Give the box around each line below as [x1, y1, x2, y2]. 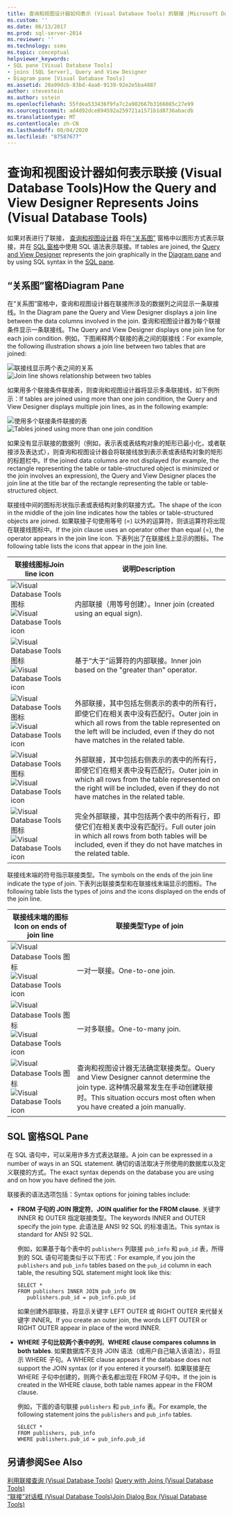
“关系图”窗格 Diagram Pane [7, 280, 125, 291]
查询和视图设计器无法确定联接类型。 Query [77, 1064, 216, 1073]
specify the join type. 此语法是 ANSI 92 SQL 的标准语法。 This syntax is [17, 1222, 221, 1231]
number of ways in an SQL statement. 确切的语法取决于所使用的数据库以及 [7, 1159, 220, 1167]
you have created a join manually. [77, 1102, 186, 1112]
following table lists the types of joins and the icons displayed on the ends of [7, 888, 226, 895]
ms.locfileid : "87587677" [7, 133, 82, 140]
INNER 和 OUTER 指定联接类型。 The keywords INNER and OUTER [17, 1213, 206, 1221]
